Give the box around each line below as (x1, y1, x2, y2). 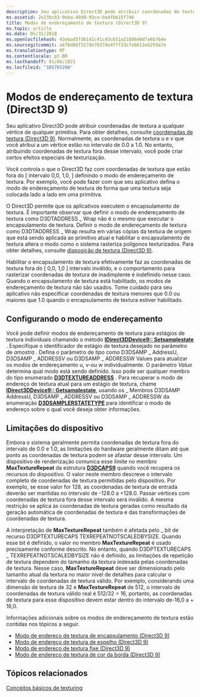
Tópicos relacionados (6, 668, 88, 679)
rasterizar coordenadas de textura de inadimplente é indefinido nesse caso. (6, 271, 192, 278)
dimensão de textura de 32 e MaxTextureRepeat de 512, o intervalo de (6, 583, 180, 591)
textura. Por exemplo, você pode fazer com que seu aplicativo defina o (6, 178, 180, 186)
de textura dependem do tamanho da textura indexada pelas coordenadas (6, 558, 189, 565)
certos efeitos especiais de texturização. (6, 154, 106, 161)
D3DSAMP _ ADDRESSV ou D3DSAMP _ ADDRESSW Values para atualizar (6, 355, 187, 362)
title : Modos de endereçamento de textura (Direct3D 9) (6, 20, 148, 26)
